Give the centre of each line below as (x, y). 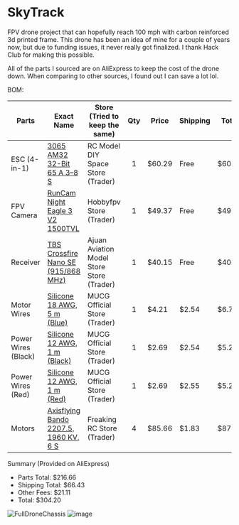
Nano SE (62, 262)
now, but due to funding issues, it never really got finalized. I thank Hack (113, 47)
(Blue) (58, 323)
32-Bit (59, 163)
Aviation (101, 249)
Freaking (102, 419)
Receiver (26, 262)
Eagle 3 (60, 210)
